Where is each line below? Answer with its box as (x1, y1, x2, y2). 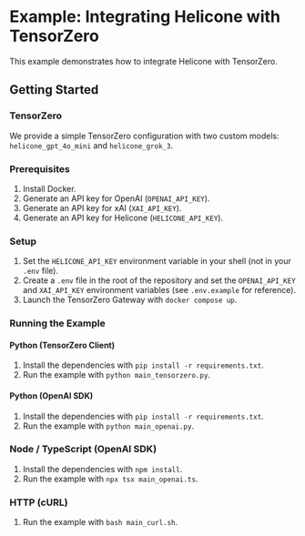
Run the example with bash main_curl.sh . (22, 517, 178, 528)
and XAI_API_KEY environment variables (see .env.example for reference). (22, 285, 297, 296)
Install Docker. (22, 183, 76, 194)
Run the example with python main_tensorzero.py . (22, 369, 211, 380)
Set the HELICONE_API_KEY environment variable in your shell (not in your (22, 256, 291, 267)
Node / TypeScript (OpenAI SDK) (9, 443, 158, 456)
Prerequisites (9, 162, 70, 175)
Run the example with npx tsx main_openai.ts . (22, 473, 198, 484)
